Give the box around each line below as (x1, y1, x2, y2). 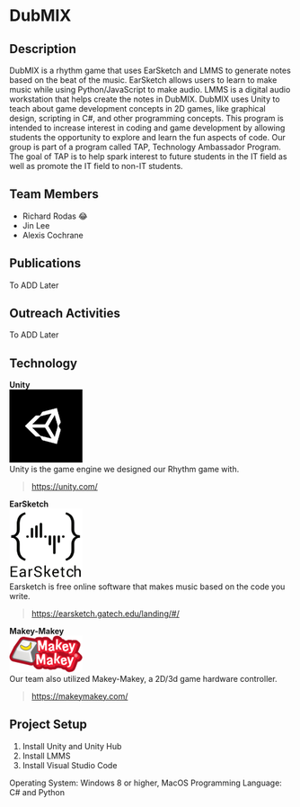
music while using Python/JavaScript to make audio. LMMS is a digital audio (9, 85, 291, 94)
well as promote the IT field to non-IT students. (9, 161, 183, 171)
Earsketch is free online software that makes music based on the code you (9, 581, 286, 592)
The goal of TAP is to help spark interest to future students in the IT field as (9, 151, 287, 162)
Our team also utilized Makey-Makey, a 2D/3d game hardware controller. (9, 673, 278, 684)
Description (9, 41, 76, 57)
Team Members (9, 186, 99, 202)
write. (9, 591, 31, 602)
